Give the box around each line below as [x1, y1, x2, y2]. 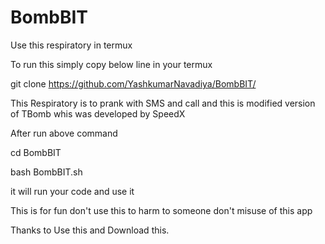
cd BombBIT [10, 146, 62, 158]
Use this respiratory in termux [10, 39, 133, 51]
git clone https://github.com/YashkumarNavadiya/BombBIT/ [10, 77, 257, 90]
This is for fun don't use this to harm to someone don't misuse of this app [10, 204, 313, 216]
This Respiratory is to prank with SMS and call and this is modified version [10, 97, 316, 109]
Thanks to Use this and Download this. [10, 224, 170, 236]
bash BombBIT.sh [10, 166, 83, 178]
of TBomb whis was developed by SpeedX [10, 107, 186, 120]
